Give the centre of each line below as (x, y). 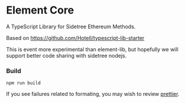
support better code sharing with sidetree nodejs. (66, 55)
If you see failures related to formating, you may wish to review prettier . (93, 94)
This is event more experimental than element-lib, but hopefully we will (92, 49)
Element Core (40, 10)
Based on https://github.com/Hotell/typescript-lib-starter (75, 38)
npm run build (24, 83)
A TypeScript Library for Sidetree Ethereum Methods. (71, 26)
